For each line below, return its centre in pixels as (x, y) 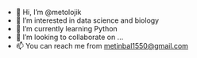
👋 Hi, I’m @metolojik (48, 12)
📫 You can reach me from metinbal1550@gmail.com (102, 46)
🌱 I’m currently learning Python (66, 29)
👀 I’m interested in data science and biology (87, 20)
